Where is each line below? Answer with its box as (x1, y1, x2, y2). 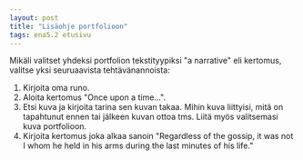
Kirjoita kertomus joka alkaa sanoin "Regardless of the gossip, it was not (22, 131, 294, 142)
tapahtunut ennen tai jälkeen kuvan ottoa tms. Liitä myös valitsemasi (22, 111, 279, 123)
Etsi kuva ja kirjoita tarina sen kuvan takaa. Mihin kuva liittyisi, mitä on (22, 102, 284, 113)
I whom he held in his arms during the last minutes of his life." (22, 140, 254, 151)
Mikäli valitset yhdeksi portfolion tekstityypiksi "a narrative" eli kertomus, (9, 55, 282, 66)
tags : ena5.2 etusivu (9, 30, 92, 39)
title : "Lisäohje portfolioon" (9, 22, 128, 31)
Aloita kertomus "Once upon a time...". (22, 92, 167, 103)
